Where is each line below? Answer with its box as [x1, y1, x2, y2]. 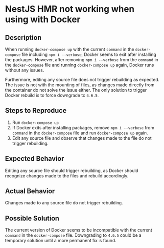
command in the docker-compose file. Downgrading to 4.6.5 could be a [5, 232, 141, 238]
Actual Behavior [5, 187, 55, 196]
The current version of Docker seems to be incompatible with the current [5, 227, 153, 233]
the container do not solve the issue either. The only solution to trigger [5, 87, 147, 93]
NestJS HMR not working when [5, 3, 135, 15]
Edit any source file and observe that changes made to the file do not [12, 135, 152, 141]
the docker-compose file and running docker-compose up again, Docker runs [5, 62, 154, 68]
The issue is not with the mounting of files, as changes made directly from [5, 82, 155, 88]
